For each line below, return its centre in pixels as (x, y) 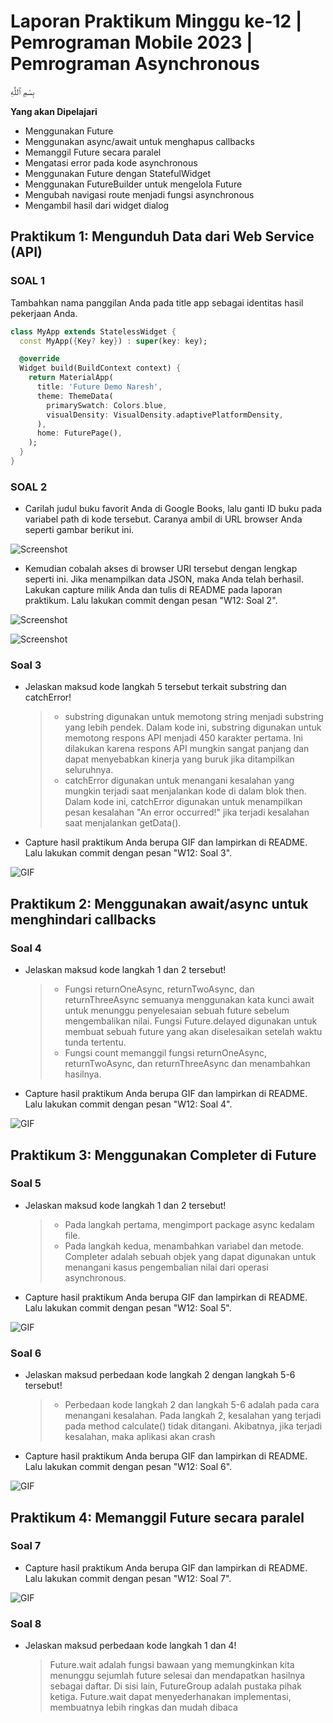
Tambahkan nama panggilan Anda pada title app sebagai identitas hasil (157, 302)
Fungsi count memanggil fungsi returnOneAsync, (165, 1053)
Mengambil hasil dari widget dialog (97, 205)
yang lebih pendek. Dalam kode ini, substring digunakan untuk (193, 727)
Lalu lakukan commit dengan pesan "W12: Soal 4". (128, 1104)
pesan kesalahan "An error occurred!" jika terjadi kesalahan (187, 812)
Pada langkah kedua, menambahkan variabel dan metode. (184, 1246)
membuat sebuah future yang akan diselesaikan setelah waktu (193, 1032)
